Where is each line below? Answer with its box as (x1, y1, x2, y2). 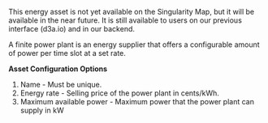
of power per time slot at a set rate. (8, 49, 126, 57)
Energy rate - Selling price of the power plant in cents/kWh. (19, 88, 219, 98)
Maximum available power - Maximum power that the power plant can (19, 97, 254, 106)
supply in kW (19, 105, 64, 115)
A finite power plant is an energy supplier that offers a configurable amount (8, 40, 260, 49)
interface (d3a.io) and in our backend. (8, 24, 136, 33)
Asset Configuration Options (8, 64, 108, 74)
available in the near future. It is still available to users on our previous (8, 15, 242, 25)
